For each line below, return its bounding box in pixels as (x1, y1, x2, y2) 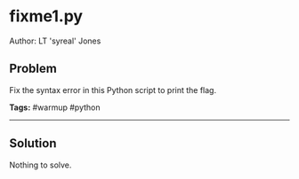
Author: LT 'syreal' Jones (9, 35, 101, 46)
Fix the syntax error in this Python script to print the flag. (9, 84, 216, 95)
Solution (9, 136, 57, 152)
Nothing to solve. (9, 160, 72, 170)
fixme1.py (9, 6, 83, 27)
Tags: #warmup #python (9, 102, 101, 113)
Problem (9, 61, 58, 76)
